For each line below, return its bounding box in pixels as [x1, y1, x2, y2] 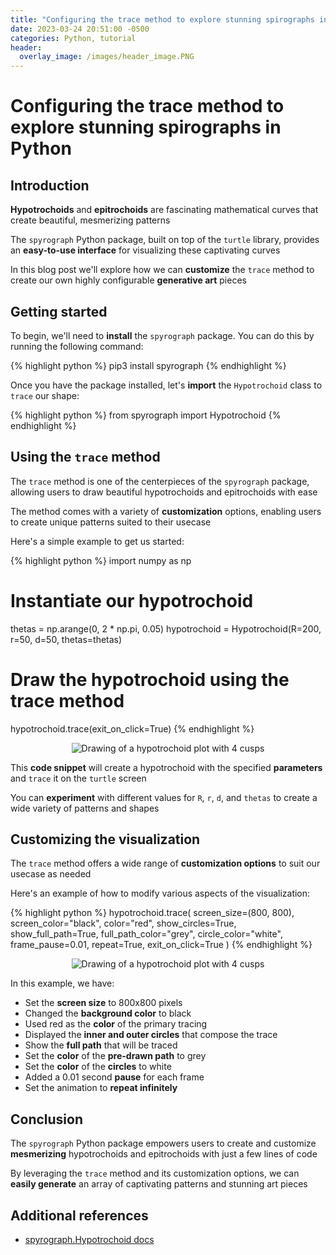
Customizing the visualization [10, 831, 201, 848]
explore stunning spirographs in [10, 116, 282, 139]
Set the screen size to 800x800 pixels [24, 997, 183, 1009]
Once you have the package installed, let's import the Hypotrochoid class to [10, 379, 323, 391]
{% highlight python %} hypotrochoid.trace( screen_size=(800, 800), [10, 907, 295, 919]
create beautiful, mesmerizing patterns [10, 214, 171, 226]
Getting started [10, 303, 108, 320]
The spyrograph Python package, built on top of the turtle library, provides [10, 234, 320, 246]
